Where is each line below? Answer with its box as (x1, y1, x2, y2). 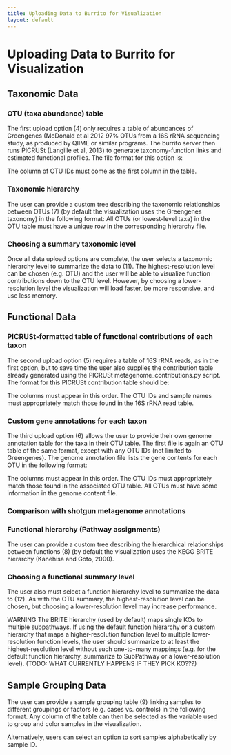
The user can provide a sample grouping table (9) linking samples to (7, 698, 201, 706)
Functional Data (7, 311, 77, 323)
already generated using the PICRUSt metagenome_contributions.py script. (7, 371, 221, 379)
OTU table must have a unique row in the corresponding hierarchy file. (7, 222, 207, 230)
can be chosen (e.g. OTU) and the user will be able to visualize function (7, 269, 210, 278)
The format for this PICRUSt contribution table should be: (7, 378, 170, 386)
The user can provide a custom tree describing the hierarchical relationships (7, 540, 224, 548)
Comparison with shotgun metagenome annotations (7, 506, 186, 515)
